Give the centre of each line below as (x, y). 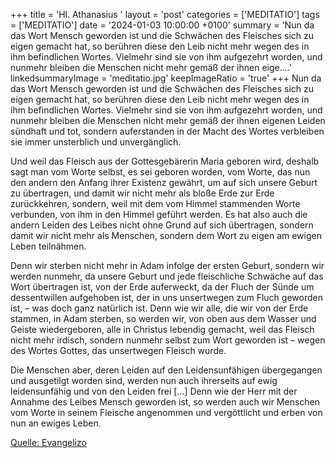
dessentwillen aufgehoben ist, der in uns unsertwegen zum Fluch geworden (166, 297)
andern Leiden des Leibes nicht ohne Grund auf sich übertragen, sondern (162, 225)
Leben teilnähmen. (48, 246)
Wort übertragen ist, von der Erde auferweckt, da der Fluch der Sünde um (162, 287)
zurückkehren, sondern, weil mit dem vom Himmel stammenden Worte (155, 203)
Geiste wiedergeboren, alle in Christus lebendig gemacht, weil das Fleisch (162, 329)
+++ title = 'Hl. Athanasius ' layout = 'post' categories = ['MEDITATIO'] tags (165, 14)
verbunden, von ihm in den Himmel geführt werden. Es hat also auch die (159, 214)
